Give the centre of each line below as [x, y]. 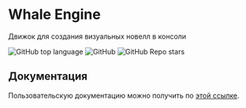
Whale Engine [54, 15]
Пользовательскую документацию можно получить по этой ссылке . [124, 95]
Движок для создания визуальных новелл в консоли [97, 36]
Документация [48, 76]
